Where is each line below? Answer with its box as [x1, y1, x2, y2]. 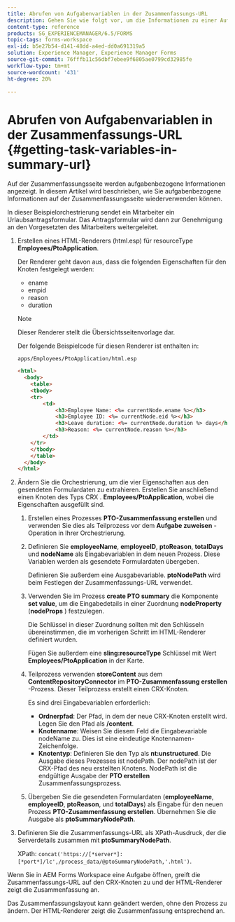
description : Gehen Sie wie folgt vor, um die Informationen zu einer [7, 17, 218, 24]
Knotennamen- [151, 734, 194, 743]
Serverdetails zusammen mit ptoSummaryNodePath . [17, 836, 171, 845]
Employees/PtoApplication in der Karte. [27, 656, 145, 665]
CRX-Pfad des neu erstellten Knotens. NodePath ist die [38, 764, 197, 773]
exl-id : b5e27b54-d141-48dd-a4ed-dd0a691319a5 [7, 43, 145, 50]
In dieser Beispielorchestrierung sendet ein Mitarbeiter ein [7, 208, 175, 217]
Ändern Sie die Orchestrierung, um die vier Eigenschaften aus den [17, 478, 208, 487]
